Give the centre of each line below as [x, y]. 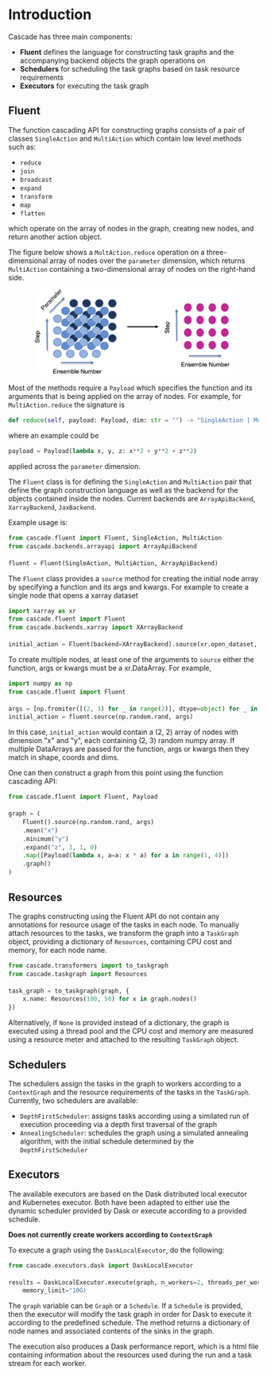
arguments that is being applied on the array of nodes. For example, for [125, 397]
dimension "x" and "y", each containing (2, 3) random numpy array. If [122, 741]
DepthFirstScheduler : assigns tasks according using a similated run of [134, 1116]
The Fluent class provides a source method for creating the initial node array [133, 579]
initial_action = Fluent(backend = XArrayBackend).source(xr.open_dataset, [133, 644]
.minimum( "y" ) [46, 839]
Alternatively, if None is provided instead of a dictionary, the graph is [119, 1023]
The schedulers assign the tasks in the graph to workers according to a [125, 1083]
